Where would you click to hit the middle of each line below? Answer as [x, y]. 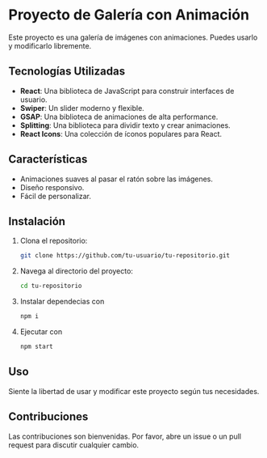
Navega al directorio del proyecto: [76, 271]
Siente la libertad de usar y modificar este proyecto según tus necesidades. [134, 391]
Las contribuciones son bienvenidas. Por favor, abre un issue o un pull [125, 436]
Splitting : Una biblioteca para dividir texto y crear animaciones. [125, 125]
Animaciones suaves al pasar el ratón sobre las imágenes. [117, 179]
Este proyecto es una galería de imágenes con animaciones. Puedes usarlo [133, 37]
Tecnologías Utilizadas [67, 72]
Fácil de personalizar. [55, 196]
